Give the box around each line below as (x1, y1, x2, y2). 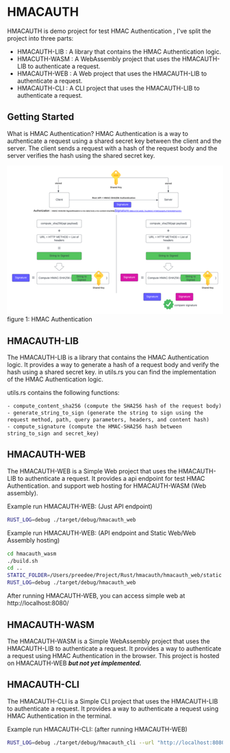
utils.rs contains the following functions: (7, 389, 120, 397)
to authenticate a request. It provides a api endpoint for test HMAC (17, 474, 205, 482)
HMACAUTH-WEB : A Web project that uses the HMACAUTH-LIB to (16, 69, 207, 78)
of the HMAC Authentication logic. (7, 375, 104, 383)
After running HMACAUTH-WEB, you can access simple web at (7, 592, 186, 600)
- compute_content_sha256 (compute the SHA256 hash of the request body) (7, 403, 222, 409)
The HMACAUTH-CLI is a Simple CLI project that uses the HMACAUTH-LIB (7, 697, 218, 705)
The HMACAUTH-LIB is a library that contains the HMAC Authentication (7, 353, 209, 361)
